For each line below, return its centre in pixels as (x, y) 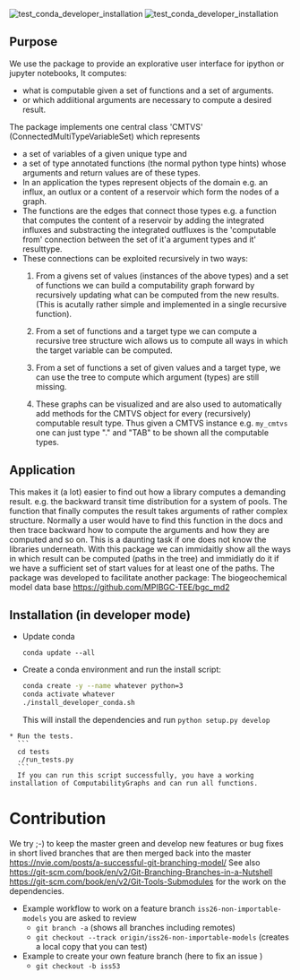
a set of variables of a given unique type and (105, 153)
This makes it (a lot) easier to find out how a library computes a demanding (148, 492)
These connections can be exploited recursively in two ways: (135, 258)
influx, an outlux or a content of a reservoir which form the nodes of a (150, 192)
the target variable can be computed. (104, 350)
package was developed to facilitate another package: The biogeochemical (148, 577)
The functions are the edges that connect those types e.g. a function (149, 211)
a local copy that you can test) (91, 946)
